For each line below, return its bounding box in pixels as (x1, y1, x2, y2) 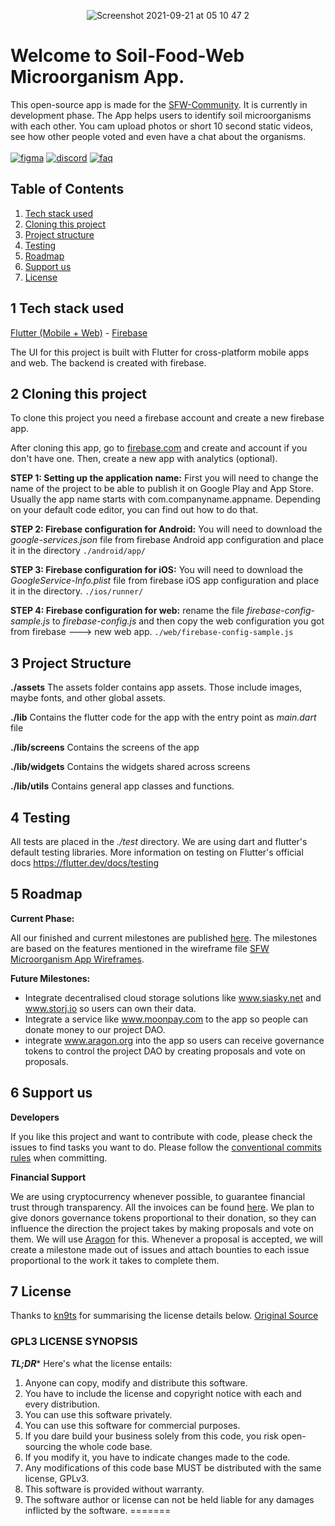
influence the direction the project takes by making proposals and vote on (10, 1222, 315, 1234)
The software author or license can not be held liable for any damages (24, 1493, 315, 1505)
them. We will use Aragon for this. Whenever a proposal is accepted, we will (10, 1233, 323, 1245)
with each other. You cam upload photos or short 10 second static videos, (10, 120, 314, 132)
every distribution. (24, 1398, 100, 1410)
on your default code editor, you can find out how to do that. (10, 504, 259, 516)
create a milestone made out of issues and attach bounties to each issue (10, 1243, 310, 1255)
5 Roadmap (10, 886, 83, 903)
